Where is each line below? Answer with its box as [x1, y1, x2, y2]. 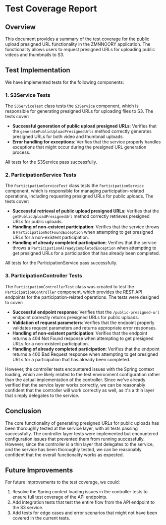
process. [12, 149, 31, 155]
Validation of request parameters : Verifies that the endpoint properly [12, 320, 155, 326]
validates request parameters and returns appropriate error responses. [12, 325, 157, 330]
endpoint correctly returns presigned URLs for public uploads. [12, 314, 139, 320]
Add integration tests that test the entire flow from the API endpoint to [12, 499, 155, 505]
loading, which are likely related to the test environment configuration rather [5, 371, 160, 377]
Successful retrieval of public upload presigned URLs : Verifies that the [12, 208, 160, 214]
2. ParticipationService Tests [5, 172, 77, 179]
